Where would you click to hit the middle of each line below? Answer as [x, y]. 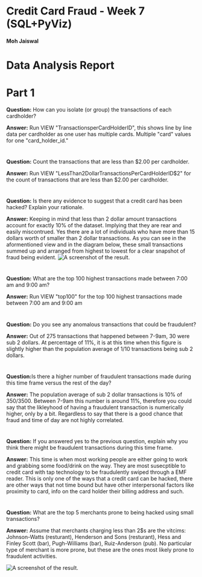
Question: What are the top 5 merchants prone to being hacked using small [100, 512]
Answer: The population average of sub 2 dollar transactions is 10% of [94, 394]
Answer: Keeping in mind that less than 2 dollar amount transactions [91, 219]
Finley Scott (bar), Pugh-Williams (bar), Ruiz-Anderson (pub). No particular [99, 543]
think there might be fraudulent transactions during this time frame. [90, 448]
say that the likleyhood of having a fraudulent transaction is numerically [95, 407]
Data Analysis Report [60, 65]
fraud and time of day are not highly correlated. [65, 420]
